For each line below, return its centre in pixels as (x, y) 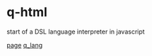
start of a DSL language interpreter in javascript (76, 31)
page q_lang (25, 45)
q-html (27, 12)
